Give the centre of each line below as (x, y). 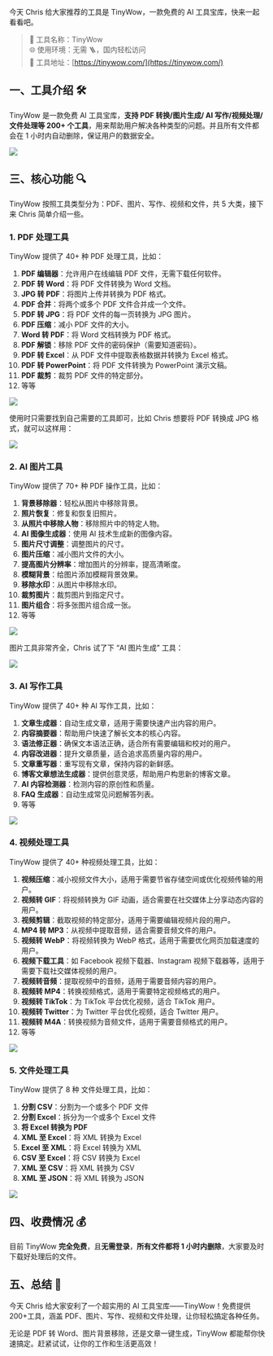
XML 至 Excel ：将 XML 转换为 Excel (81, 1138)
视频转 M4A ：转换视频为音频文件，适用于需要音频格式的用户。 (126, 1021)
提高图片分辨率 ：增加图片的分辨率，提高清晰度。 (103, 564)
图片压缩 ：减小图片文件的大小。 (74, 554)
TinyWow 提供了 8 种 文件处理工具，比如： (81, 1090)
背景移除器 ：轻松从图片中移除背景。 (82, 503)
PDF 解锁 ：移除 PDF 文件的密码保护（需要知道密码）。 (111, 344)
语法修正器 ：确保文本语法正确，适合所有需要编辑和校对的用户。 (128, 743)
